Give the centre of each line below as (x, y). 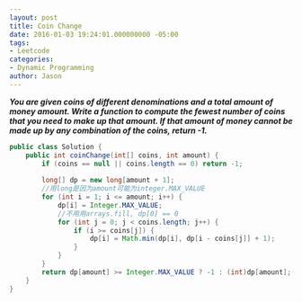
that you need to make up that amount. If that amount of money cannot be (151, 120)
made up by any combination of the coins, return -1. (109, 130)
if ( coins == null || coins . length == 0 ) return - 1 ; (142, 164)
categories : (31, 59)
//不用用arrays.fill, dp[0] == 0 (118, 213)
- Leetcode (30, 51)
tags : (19, 43)
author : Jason (36, 76)
